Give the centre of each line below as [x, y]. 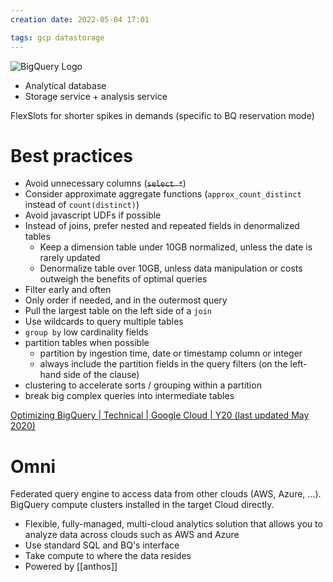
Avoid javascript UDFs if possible [93, 215]
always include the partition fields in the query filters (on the [163, 364]
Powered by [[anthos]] [71, 567]
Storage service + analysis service [96, 96]
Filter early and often [68, 290]
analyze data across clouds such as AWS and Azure [132, 535]
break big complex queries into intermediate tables [129, 396]
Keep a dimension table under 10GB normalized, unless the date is [176, 247]
